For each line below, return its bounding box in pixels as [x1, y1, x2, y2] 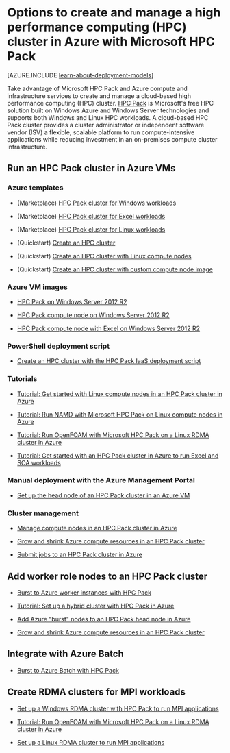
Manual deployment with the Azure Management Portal [7, 476, 195, 485]
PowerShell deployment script [7, 341, 110, 351]
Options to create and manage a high [7, 5, 221, 21]
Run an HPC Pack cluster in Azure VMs [7, 162, 176, 174]
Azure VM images [7, 282, 68, 292]
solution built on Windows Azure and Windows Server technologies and [7, 106, 209, 114]
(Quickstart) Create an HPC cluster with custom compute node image [16, 265, 214, 273]
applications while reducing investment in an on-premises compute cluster [7, 135, 218, 143]
